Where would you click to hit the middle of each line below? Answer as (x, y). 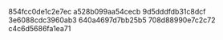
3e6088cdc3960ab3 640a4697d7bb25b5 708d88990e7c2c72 (112, 20)
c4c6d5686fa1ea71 (40, 28)
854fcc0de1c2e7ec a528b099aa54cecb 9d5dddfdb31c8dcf (107, 12)
